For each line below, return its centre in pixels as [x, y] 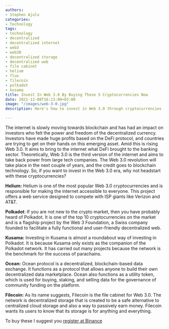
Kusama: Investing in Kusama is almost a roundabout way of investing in [81, 238]
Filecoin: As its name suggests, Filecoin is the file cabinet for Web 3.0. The [83, 295]
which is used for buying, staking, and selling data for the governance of [81, 280]
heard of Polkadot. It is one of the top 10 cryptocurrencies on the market [80, 217]
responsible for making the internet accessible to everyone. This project [80, 191]
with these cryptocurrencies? [36, 176]
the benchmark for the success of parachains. [53, 254]
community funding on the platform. [43, 285]
